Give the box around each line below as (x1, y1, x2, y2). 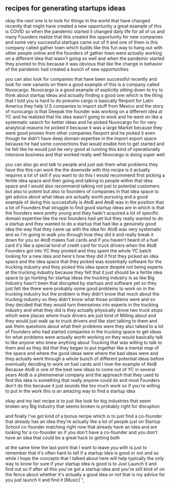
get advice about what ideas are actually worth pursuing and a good (5, 193, 148, 200)
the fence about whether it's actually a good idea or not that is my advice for (5, 471, 165, 477)
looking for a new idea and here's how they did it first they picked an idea (5, 253, 159, 259)
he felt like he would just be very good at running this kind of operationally (5, 146, 161, 152)
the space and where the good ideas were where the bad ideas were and (5, 350, 158, 356)
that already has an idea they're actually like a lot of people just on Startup (5, 418, 161, 425)
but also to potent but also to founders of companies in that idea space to (5, 188, 159, 194)
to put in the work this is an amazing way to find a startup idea (5, 388, 135, 394)
